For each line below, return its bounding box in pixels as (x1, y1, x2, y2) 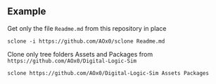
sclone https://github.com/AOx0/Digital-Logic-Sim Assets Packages (7, 69, 210, 76)
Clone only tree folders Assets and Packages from (7, 50, 153, 58)
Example (7, 6, 46, 17)
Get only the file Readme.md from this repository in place (7, 24, 167, 32)
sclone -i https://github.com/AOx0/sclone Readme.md (7, 38, 165, 45)
